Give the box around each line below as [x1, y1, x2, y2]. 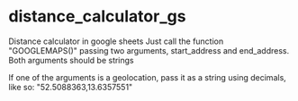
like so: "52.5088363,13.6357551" [8, 81, 133, 92]
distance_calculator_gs [8, 6, 186, 27]
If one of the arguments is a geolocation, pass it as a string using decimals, [8, 72, 287, 82]
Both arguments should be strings [8, 55, 134, 65]
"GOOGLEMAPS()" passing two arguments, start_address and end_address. [8, 45, 290, 55]
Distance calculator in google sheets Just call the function [8, 36, 224, 46]
